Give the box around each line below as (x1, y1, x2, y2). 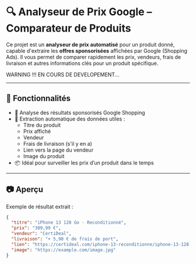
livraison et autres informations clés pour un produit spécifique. (6, 60, 159, 67)
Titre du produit (23, 121, 61, 128)
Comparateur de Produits (6, 22, 131, 35)
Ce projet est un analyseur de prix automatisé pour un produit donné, (6, 41, 175, 48)
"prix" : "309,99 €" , (11, 225, 61, 231)
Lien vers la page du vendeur (23, 146, 94, 153)
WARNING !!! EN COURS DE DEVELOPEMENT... (6, 71, 120, 78)
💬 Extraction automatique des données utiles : (14, 115, 125, 122)
